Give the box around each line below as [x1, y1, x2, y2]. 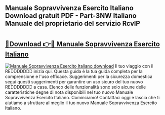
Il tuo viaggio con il [115, 63, 154, 69]
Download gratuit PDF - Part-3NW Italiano [5, 12, 137, 20]
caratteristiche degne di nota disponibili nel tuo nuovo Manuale [5, 89, 133, 95]
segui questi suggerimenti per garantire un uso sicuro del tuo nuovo [5, 79, 143, 84]
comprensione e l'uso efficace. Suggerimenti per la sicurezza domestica [5, 74, 153, 79]
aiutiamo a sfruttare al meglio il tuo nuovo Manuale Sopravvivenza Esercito [5, 100, 157, 106]
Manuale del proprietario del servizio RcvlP [5, 19, 140, 28]
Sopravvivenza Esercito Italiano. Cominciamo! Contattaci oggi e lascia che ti [5, 95, 160, 100]
